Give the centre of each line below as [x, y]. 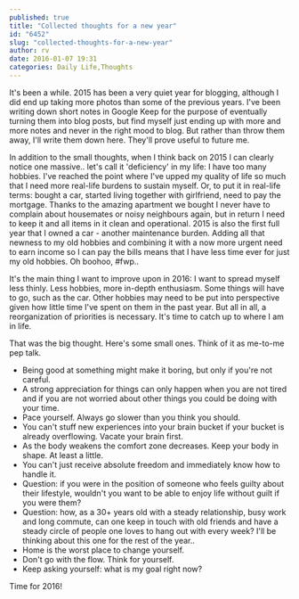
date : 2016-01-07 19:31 [53, 59]
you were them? [52, 502]
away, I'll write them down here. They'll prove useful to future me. [129, 140]
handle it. [39, 474]
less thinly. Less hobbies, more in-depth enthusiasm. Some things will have [147, 288]
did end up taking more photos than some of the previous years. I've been [145, 102]
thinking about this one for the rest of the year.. [109, 540]
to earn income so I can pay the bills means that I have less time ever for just [149, 251]
